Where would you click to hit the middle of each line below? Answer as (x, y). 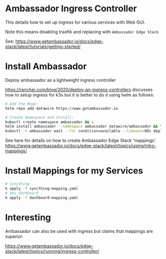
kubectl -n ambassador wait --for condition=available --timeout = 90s (78, 131)
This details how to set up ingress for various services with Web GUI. (75, 22)
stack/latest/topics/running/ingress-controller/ (52, 251)
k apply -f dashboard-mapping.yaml (42, 197)
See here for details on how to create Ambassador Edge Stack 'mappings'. (81, 140)
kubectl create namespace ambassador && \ (49, 122)
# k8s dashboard (22, 193)
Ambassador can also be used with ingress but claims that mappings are (79, 231)
